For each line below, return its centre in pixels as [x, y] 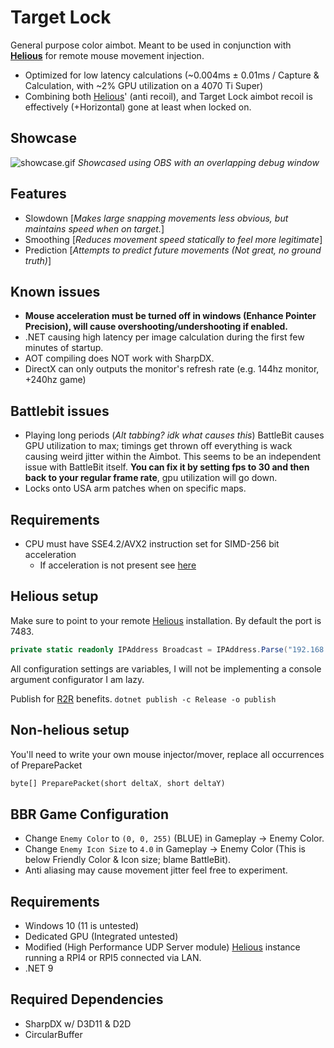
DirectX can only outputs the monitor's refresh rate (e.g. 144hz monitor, [172, 369]
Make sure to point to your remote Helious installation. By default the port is [166, 620]
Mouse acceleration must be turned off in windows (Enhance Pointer [170, 316]
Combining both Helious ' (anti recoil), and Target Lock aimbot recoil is [168, 96]
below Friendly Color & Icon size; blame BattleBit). [128, 860]
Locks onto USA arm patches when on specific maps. [135, 488]
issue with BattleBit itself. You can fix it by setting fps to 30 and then [167, 467]
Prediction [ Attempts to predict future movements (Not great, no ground [173, 250]
